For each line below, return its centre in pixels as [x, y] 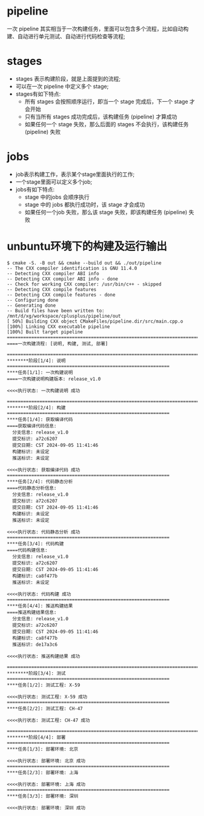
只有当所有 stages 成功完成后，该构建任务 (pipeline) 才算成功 [101, 116]
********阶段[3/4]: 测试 [36, 673]
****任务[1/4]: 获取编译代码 [40, 420]
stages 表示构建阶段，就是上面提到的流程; [68, 79]
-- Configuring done [33, 300]
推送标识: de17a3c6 [35, 644]
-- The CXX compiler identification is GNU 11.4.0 [72, 268]
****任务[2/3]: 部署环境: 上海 [43, 772]
